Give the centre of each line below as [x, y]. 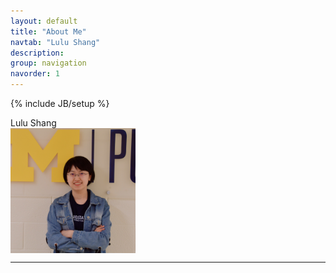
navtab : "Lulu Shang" [55, 42]
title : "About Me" [48, 31]
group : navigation [48, 63]
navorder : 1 [35, 74]
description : [37, 53]
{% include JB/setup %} [60, 103]
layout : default [44, 21]
